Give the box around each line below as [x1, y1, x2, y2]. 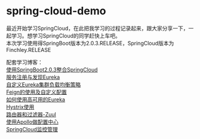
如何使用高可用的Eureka [6, 95, 66, 103]
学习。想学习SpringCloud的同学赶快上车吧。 [11, 32, 121, 39]
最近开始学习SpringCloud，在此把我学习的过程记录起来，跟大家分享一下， [6, 24, 189, 32]
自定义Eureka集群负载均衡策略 [6, 81, 81, 88]
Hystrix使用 [6, 103, 35, 110]
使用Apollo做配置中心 [6, 118, 59, 125]
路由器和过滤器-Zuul [6, 110, 57, 118]
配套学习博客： [6, 58, 43, 66]
